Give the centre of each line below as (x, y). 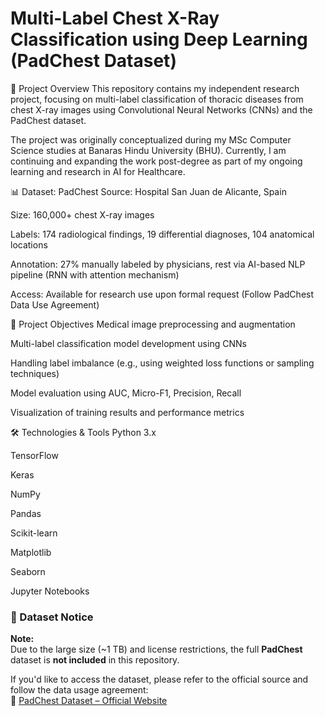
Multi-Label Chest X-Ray (115, 18)
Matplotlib (31, 552)
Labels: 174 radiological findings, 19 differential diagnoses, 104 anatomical (162, 234)
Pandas (26, 513)
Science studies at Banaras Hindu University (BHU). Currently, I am (148, 150)
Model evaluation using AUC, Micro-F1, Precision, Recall (126, 393)
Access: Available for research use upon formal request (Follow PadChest (162, 294)
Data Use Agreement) (55, 304)
